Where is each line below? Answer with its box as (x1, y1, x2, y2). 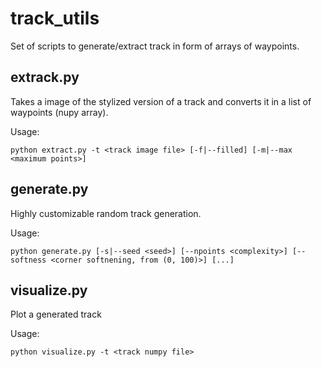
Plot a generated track (10, 308, 102, 321)
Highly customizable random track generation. (10, 207, 202, 219)
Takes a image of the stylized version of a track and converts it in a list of (10, 95, 312, 107)
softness (10, 255, 47, 265)
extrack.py (10, 69, 80, 86)
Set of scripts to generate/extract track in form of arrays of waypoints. (10, 40, 300, 52)
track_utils (10, 7, 100, 30)
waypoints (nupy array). (10, 106, 109, 118)
